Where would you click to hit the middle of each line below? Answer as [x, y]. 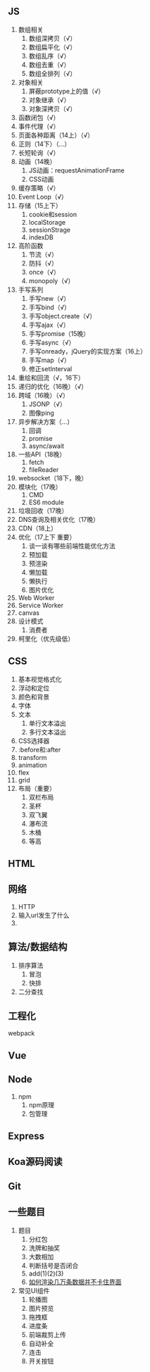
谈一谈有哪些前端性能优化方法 [72, 546]
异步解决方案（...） [45, 421]
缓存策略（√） [39, 188]
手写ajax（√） [49, 325]
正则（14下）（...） [44, 144]
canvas [29, 613]
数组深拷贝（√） [52, 38]
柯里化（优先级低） [46, 638]
